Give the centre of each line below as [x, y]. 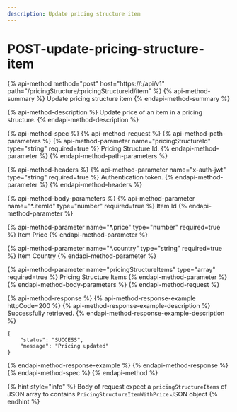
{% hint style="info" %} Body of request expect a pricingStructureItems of [117, 387]
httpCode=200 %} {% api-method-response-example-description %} [109, 305]
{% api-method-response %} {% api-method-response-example [102, 298]
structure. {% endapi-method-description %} [73, 119]
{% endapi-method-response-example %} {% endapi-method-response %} [118, 365]
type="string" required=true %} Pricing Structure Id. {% [88, 148]
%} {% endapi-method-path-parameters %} [103, 155]
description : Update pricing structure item [74, 14]
